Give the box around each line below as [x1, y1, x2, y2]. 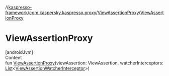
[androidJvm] [5, 49, 34, 55]
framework [5, 10, 28, 16]
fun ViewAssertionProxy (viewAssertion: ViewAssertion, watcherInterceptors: [5, 60, 163, 66]
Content [5, 54, 22, 60]
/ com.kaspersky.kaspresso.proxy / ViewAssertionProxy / [27, 10, 141, 16]
